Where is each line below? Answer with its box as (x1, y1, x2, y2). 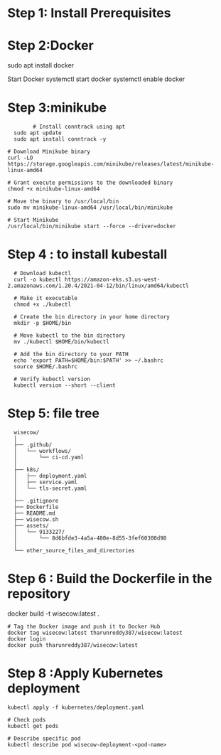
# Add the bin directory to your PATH (14, 350, 129, 358)
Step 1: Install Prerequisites (7, 5, 171, 21)
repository (7, 586, 71, 602)
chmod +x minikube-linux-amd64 (7, 186, 100, 193)
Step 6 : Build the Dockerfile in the (7, 571, 212, 587)
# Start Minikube (7, 217, 59, 224)
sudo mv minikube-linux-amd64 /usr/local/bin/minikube (7, 204, 173, 211)
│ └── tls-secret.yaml (14, 485, 87, 492)
